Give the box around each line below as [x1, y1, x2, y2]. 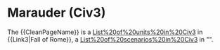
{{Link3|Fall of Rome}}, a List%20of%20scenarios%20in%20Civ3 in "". [7, 35, 214, 43]
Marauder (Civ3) [7, 5, 106, 21]
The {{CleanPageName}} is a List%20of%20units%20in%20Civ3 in [7, 28, 203, 36]
